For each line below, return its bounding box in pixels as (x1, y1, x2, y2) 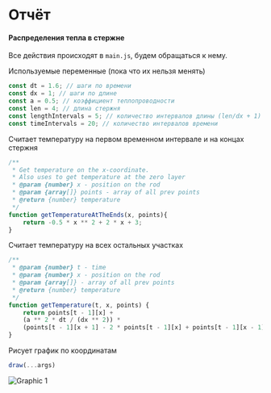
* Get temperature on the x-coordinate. (11, 165, 150, 174)
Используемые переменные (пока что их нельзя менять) (8, 66, 206, 76)
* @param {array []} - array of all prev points (11, 278, 175, 287)
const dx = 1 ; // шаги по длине (8, 90, 117, 98)
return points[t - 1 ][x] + (23, 308, 114, 316)
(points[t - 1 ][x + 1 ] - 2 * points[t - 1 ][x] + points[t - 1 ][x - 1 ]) (23, 324, 269, 332)
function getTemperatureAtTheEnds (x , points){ (8, 211, 168, 219)
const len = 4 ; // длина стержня (8, 105, 121, 113)
